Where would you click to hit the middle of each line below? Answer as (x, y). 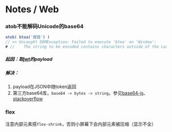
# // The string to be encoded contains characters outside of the (82, 47)
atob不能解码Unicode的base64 (45, 27)
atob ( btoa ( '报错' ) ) (28, 37)
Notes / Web (32, 9)
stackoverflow (28, 99)
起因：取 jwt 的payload (29, 59)
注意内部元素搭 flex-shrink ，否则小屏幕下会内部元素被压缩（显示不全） (81, 124)
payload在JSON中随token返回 (45, 87)
